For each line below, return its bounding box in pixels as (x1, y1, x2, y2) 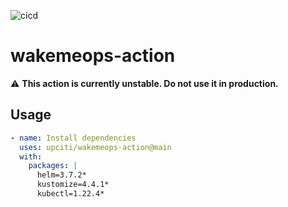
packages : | (28, 161, 78, 171)
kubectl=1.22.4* (36, 189, 105, 199)
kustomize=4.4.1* (36, 180, 110, 190)
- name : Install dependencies (10, 133, 137, 143)
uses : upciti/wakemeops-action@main (19, 142, 172, 152)
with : (19, 151, 43, 162)
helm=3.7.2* (36, 170, 87, 180)
